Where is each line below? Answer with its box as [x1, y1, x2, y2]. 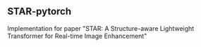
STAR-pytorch [7, 6, 72, 18]
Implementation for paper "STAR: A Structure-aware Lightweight [7, 24, 195, 32]
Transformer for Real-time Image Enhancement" [7, 32, 147, 40]
